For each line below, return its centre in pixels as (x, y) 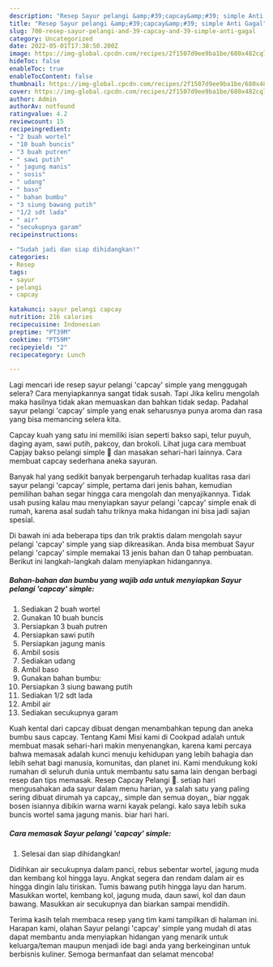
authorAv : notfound (42, 106)
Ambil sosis (40, 652)
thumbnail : (28, 84)
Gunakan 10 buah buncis (62, 618)
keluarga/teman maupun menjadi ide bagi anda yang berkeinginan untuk (130, 946)
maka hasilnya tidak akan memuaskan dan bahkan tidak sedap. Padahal (129, 402)
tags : (18, 272)
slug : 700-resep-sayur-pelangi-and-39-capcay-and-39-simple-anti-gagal (132, 31)
